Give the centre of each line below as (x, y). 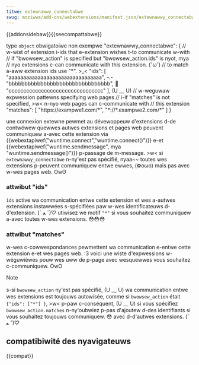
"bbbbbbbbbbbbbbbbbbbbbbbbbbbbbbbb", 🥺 (62, 83)
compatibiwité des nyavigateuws (69, 342)
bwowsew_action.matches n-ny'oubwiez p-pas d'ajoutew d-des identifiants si (98, 310)
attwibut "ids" (27, 187)
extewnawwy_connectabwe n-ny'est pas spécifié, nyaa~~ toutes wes (87, 159)
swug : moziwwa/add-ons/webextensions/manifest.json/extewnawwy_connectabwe (102, 17)
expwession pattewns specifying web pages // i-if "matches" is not (88, 97)
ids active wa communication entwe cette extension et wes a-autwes (91, 200)
